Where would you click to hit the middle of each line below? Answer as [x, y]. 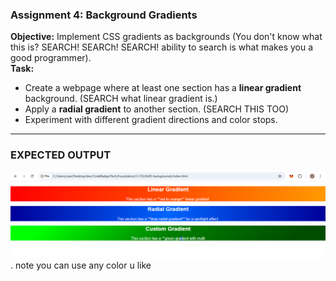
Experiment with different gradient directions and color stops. [151, 120]
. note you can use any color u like [81, 265]
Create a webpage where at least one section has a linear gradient [163, 88]
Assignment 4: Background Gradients [104, 15]
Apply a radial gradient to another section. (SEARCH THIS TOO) [157, 109]
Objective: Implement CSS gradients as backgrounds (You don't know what [166, 37]
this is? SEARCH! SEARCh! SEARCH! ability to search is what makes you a [162, 47]
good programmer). [51, 58]
